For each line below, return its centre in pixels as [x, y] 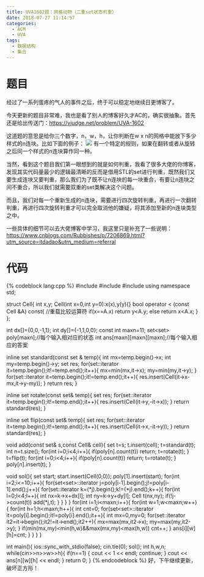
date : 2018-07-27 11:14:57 [41, 18]
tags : [13, 40]
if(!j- [170, 496]
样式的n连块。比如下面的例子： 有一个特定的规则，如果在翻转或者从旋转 [101, 143]
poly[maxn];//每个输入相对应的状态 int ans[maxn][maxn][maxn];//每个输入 [99, 337]
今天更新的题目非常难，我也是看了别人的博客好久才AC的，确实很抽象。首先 [101, 115]
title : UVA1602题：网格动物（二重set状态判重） [62, 12]
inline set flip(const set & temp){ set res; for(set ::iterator [76, 420]
